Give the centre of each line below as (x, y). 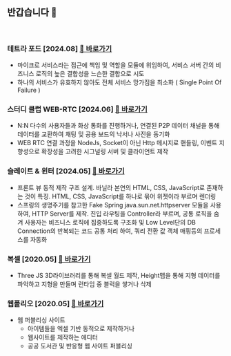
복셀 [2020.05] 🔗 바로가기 (49, 259)
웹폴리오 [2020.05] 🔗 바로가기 (56, 303)
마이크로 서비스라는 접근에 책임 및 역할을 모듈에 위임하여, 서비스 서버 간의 (115, 65)
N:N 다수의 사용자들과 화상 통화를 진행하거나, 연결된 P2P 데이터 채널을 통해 (118, 126)
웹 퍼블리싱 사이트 (41, 320)
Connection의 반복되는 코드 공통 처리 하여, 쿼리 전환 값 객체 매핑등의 (110, 231)
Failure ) (29, 90)
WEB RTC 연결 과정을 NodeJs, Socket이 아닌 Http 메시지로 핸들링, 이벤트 (117, 143)
